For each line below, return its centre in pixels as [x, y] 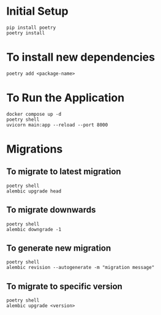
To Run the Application [66, 98]
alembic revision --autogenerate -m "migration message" [80, 268]
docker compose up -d [34, 114]
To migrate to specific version [64, 286]
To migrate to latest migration [64, 172]
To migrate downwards [51, 210]
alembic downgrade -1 [34, 229]
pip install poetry [31, 28]
